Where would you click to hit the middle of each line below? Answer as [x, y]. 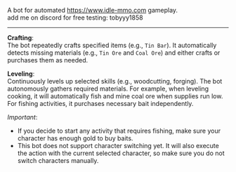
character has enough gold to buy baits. [75, 138]
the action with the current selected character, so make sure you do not [121, 153]
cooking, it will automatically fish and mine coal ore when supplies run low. [115, 96]
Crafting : [20, 38]
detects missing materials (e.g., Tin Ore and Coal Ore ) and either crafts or [114, 53]
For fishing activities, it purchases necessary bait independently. [100, 104]
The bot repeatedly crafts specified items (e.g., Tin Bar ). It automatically [112, 45]
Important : [22, 117]
